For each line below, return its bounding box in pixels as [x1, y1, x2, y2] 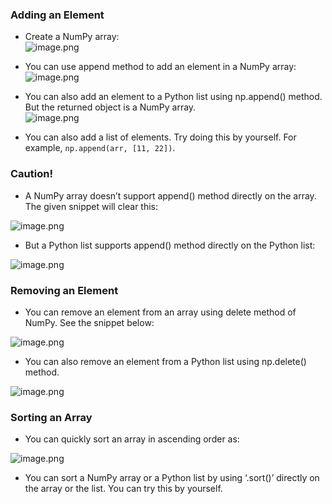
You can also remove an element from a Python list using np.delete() [24, 355, 307, 367]
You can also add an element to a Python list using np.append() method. [24, 91, 323, 103]
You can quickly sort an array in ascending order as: [24, 433, 240, 445]
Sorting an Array [10, 410, 93, 424]
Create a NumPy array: [24, 31, 120, 43]
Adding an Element [10, 8, 105, 22]
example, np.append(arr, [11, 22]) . [24, 142, 176, 154]
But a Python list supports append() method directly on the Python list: [24, 239, 316, 251]
